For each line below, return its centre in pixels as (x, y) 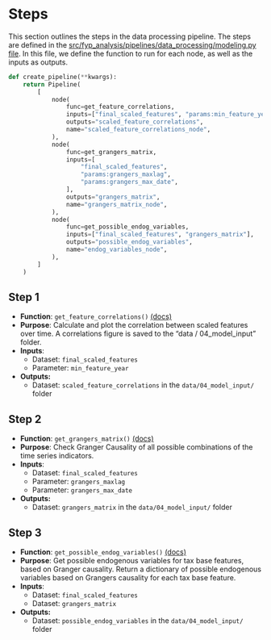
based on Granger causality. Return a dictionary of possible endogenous (141, 569)
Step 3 (25, 532)
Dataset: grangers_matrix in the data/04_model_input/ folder (132, 507)
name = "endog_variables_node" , (117, 250)
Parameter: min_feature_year (80, 368)
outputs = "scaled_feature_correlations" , (135, 122)
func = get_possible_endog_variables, (127, 227)
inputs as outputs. (38, 62)
